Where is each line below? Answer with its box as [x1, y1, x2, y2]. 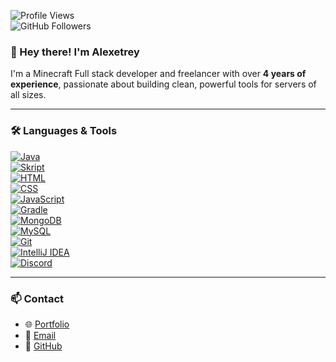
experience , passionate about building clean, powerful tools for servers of [10, 78, 317, 90]
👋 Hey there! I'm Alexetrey [10, 45, 140, 59]
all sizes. [10, 89, 47, 101]
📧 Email [24, 329, 57, 341]
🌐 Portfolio [24, 318, 70, 330]
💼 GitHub [24, 340, 63, 352]
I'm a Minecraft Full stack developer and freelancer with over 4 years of [10, 68, 307, 80]
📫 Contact [10, 291, 64, 305]
